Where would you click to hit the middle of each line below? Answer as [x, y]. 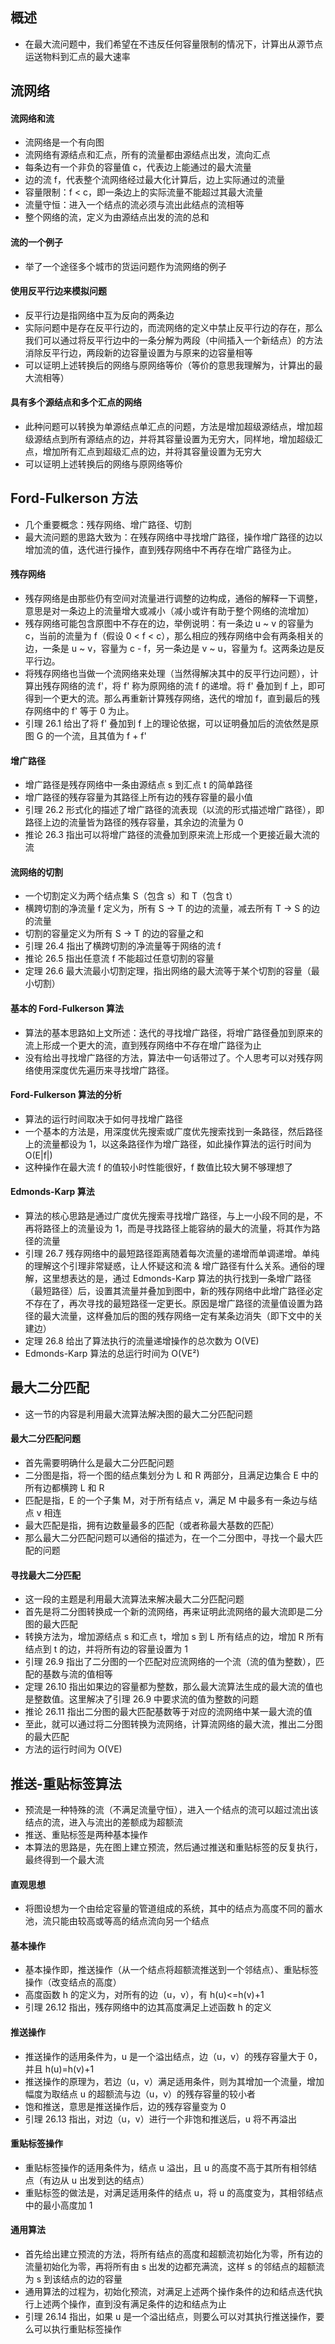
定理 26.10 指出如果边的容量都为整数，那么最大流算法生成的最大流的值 [169, 1687]
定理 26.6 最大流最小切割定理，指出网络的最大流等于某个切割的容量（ [168, 971]
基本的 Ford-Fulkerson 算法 [67, 1009]
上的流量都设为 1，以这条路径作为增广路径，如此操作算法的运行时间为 [168, 1144]
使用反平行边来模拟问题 [58, 291]
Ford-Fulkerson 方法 [74, 498]
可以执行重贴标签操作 [77, 2329]
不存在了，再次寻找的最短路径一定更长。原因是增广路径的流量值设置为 [169, 1304]
